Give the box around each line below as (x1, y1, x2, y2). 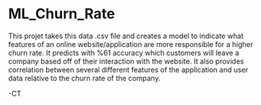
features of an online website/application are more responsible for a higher (8, 39, 254, 49)
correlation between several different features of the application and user (8, 64, 249, 74)
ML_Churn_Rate (8, 5, 115, 23)
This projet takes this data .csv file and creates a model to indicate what (8, 31, 244, 41)
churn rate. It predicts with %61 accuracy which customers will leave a (8, 48, 240, 57)
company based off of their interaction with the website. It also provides (8, 56, 244, 66)
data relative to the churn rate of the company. (8, 73, 161, 83)
